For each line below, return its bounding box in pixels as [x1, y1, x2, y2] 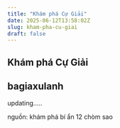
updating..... [7, 99, 43, 107]
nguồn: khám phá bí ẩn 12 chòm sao [7, 112, 114, 121]
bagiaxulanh [7, 81, 64, 93]
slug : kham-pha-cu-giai [7, 23, 78, 30]
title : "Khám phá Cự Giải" [7, 10, 87, 18]
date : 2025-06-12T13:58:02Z [7, 17, 91, 24]
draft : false [7, 30, 46, 37]
